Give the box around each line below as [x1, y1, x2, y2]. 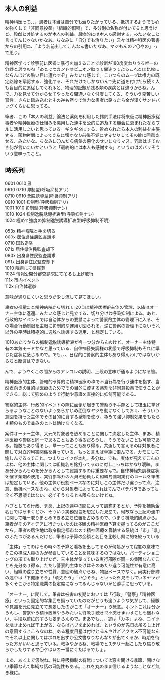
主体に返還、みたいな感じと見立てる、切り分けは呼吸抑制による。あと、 [13, 310, 160, 316]
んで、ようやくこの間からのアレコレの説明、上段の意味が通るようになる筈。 [5, 368, 160, 374]
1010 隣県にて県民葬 [5, 265, 46, 271]
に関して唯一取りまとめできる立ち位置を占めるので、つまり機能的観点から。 [5, 514, 160, 521]
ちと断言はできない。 [9, 358, 53, 364]
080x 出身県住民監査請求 [5, 252, 55, 258]
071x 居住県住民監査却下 [5, 246, 55, 252]
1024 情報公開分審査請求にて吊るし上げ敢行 [5, 271, 94, 277]
